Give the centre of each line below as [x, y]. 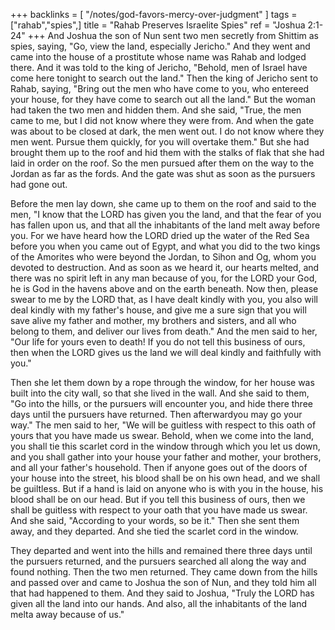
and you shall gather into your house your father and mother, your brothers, [166, 457]
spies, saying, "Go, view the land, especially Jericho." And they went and [160, 46]
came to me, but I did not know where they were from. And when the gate [162, 120]
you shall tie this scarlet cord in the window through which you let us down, [165, 446]
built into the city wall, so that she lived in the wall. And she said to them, [160, 393]
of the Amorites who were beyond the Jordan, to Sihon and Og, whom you [163, 257]
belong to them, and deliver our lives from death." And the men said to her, [164, 331]
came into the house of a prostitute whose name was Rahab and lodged [158, 57]
